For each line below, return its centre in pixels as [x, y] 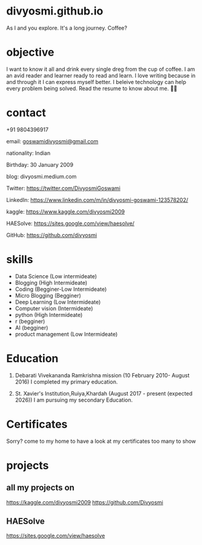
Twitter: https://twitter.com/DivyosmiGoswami [64, 188]
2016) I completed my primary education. [66, 382]
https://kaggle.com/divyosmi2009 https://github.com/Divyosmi [85, 502]
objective [30, 52]
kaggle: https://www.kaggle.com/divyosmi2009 [66, 211]
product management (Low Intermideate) [66, 334]
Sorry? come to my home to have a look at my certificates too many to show [101, 441]
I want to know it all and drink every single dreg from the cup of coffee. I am [101, 69]
